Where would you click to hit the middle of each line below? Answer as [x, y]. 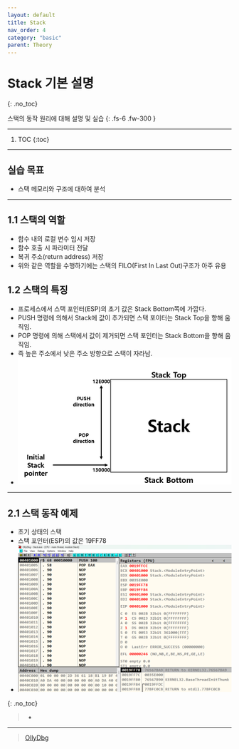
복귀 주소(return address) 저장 [60, 256]
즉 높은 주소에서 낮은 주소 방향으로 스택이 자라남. [85, 353]
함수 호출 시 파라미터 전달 [53, 248]
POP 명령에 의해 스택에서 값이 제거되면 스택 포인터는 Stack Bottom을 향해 [121, 335]
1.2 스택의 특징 [38, 290]
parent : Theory [30, 45]
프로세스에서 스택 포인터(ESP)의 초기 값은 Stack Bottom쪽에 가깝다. [112, 309]
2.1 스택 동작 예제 [43, 513]
